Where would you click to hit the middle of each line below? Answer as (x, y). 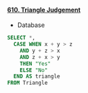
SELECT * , (21, 38)
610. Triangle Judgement (44, 10)
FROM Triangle (28, 83)
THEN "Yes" (35, 64)
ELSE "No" (34, 70)
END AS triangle (37, 76)
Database (31, 25)
